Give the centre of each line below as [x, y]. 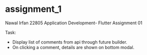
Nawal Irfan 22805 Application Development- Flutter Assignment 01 [74, 23]
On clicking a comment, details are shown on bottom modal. [73, 47]
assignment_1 [33, 9]
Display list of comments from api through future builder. [70, 42]
